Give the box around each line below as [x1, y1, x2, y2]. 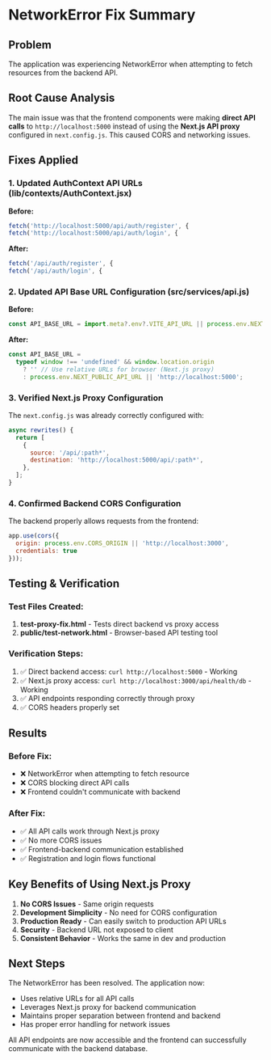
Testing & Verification [8, 576, 119, 591]
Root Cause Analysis [8, 91, 115, 105]
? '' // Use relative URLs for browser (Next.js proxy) [23, 365, 215, 374]
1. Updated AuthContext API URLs [8, 178, 143, 189]
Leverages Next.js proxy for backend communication [19, 1003, 197, 1012]
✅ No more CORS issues [19, 835, 102, 845]
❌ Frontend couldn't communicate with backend [19, 787, 181, 797]
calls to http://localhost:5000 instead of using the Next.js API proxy [8, 121, 240, 131]
